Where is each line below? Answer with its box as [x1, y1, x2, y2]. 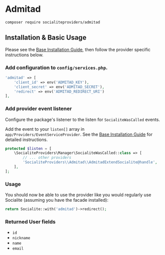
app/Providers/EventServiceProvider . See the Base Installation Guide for [5, 131, 153, 137]
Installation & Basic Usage [5, 34, 87, 42]
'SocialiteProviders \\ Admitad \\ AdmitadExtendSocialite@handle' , [23, 160, 158, 165]
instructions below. [5, 52, 43, 58]
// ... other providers [23, 155, 71, 160]
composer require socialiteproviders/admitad [5, 20, 100, 25]
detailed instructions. [5, 137, 48, 143]
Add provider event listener [5, 105, 72, 112]
